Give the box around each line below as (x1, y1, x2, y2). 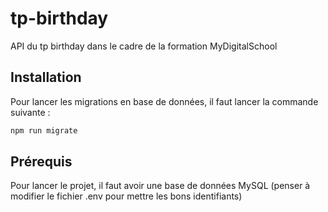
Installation (10, 69, 82, 86)
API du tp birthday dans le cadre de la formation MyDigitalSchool (10, 40, 278, 52)
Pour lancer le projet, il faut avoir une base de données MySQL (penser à (10, 180, 311, 192)
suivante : (10, 106, 51, 118)
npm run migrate (10, 125, 78, 136)
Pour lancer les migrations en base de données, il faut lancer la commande (10, 95, 319, 107)
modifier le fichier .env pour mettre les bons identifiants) (10, 190, 243, 202)
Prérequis (10, 153, 73, 171)
